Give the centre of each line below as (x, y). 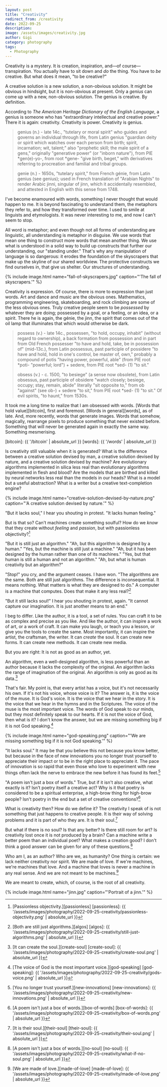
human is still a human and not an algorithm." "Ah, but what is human (76, 560)
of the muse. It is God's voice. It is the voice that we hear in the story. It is (80, 698)
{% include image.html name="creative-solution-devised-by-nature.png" (80, 498)
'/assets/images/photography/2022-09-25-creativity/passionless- (80, 912)
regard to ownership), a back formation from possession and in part (87, 338)
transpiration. (19, 71)
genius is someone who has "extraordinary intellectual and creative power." (83, 117)
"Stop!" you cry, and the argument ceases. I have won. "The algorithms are (82, 575)
